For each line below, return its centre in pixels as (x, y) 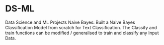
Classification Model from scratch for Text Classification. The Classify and (81, 27)
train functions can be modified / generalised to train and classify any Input (82, 33)
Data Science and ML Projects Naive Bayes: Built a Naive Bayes (70, 22)
